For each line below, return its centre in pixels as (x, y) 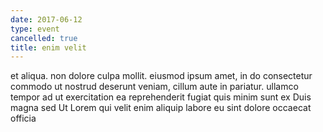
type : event (35, 29)
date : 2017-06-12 (46, 19)
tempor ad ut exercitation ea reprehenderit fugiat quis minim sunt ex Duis (161, 97)
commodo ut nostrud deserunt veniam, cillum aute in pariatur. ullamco (154, 87)
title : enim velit (48, 47)
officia (23, 118)
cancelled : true (44, 38)
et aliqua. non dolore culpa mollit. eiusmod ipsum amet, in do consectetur (161, 76)
